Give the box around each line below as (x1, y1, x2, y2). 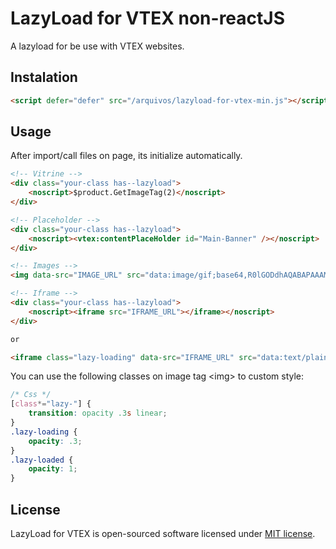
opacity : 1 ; (28, 464, 78, 474)
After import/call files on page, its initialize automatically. (10, 150, 243, 162)
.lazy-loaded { (10, 455, 74, 465)
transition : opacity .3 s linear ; (28, 408, 168, 419)
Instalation (10, 69, 78, 86)
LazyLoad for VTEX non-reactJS (10, 7, 286, 30)
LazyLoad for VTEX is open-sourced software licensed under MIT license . (10, 528, 316, 539)
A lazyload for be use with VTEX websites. (10, 40, 185, 52)
